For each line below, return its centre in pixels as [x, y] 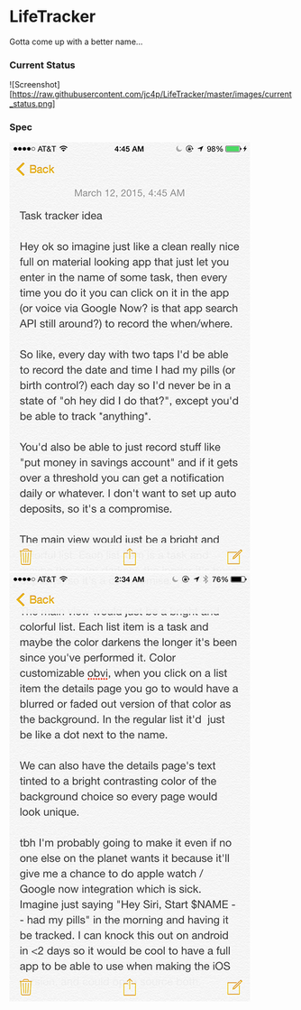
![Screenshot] [35, 85]
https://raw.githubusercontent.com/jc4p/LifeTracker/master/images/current [152, 94]
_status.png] [32, 104]
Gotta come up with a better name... [76, 42]
